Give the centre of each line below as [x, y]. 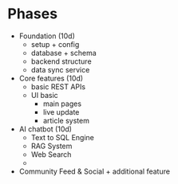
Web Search [51, 154]
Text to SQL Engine [63, 137]
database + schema [63, 53]
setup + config [55, 44]
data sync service [60, 69]
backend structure [61, 61]
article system [66, 120]
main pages [62, 104]
